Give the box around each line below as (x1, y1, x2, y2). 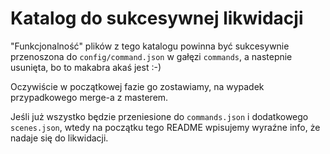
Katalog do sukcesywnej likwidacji (10, 7, 304, 30)
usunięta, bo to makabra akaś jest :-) (10, 61, 162, 73)
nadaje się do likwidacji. (10, 132, 109, 144)
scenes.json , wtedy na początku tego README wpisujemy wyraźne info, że (10, 121, 321, 133)
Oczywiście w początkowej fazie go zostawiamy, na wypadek (10, 80, 265, 92)
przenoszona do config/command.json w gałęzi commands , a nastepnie (10, 50, 293, 62)
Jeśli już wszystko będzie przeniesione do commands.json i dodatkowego (10, 110, 309, 122)
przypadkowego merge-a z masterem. (10, 91, 169, 103)
